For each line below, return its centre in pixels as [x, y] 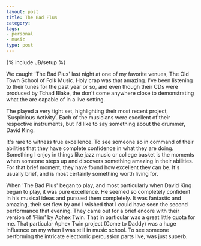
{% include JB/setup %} [36, 62]
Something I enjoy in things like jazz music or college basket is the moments [100, 154]
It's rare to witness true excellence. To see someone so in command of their [100, 142]
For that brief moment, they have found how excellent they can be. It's [93, 167]
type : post [20, 46]
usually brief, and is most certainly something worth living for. [82, 173]
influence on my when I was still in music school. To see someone [88, 230]
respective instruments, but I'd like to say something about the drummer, [96, 124]
